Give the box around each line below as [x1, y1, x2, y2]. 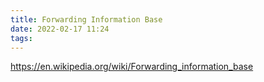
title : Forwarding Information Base [10, 14, 163, 25]
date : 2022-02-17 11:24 [10, 24, 110, 34]
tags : [10, 33, 33, 43]
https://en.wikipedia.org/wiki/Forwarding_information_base [10, 61, 254, 73]
